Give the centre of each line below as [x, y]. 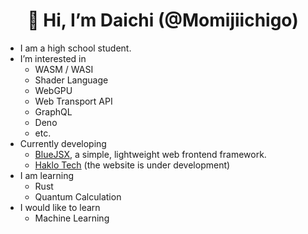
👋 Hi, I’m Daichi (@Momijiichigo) [163, 20]
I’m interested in [53, 58]
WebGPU [53, 90]
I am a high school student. [75, 48]
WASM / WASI [64, 69]
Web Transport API [73, 101]
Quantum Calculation [78, 196]
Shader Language [71, 80]
